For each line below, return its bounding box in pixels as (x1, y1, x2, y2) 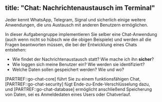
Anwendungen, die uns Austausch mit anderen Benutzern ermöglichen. (5, 22, 148, 28)
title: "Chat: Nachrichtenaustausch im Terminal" (5, 4, 155, 12)
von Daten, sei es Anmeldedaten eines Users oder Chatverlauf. (5, 91, 131, 97)
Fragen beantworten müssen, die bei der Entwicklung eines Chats (5, 41, 137, 48)
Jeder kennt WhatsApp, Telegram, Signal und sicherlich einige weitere (5, 17, 146, 22)
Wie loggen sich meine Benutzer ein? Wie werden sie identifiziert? (12, 61, 145, 67)
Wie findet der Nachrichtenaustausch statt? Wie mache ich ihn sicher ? (12, 56, 154, 62)
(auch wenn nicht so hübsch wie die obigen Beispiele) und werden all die (5, 36, 152, 42)
